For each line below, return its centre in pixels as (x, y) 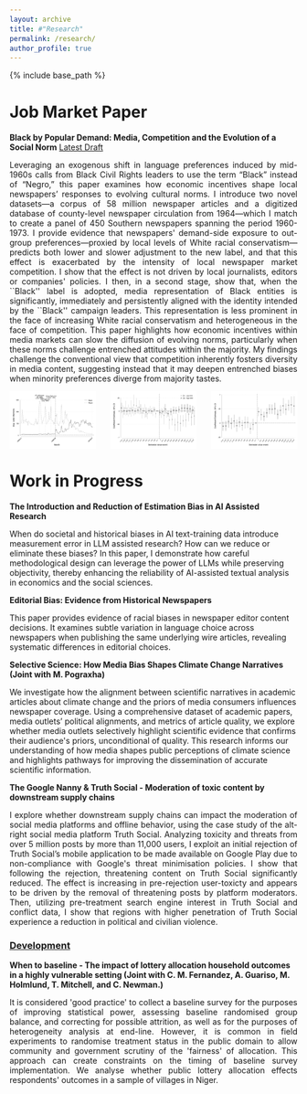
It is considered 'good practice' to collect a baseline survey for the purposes (153, 1003)
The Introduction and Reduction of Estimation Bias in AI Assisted (135, 506)
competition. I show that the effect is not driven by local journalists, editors (153, 272)
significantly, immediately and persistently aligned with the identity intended (153, 301)
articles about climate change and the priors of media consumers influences (153, 701)
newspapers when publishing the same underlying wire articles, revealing (148, 637)
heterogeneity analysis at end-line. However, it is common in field (153, 1032)
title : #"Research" (47, 29)
